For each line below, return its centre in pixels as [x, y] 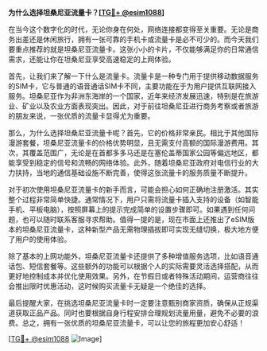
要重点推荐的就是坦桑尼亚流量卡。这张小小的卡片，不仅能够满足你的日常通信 [133, 49]
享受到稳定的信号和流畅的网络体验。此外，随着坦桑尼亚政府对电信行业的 [133, 163]
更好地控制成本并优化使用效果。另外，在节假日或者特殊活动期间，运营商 [126, 276]
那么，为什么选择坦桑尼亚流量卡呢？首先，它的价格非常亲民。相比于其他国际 [133, 133]
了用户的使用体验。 [40, 239]
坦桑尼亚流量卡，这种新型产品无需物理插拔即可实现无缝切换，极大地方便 [140, 229]
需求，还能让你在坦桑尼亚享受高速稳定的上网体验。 [92, 59]
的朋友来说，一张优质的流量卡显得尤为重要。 [81, 116]
